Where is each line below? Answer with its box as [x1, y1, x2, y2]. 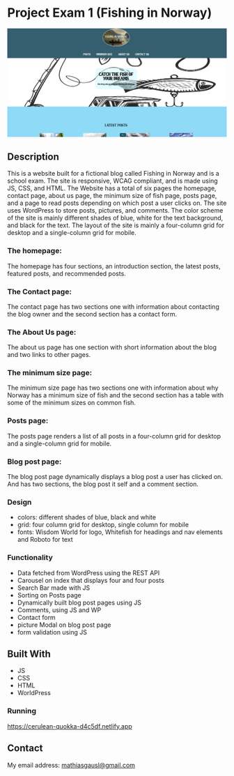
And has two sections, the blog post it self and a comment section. [7, 480, 198, 489]
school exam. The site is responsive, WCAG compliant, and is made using [7, 176, 218, 185]
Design [7, 497, 32, 507]
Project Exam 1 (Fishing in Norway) [7, 5, 212, 21]
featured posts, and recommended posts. [7, 269, 127, 277]
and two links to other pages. [7, 351, 91, 359]
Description [7, 151, 59, 162]
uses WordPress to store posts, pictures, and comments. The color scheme [7, 206, 224, 215]
